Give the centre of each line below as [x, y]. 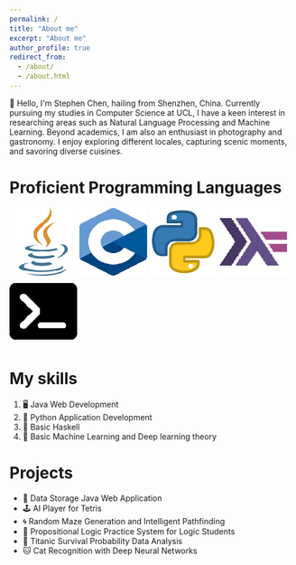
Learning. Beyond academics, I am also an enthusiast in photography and [146, 132]
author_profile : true [50, 48]
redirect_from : [38, 57]
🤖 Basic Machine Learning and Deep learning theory [120, 436]
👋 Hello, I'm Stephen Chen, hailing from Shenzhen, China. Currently [135, 103]
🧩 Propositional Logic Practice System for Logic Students [129, 531]
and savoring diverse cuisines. [66, 151]
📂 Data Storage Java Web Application [92, 498]
